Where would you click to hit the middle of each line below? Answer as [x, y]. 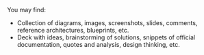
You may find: [27, 10]
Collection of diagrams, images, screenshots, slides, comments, [107, 23]
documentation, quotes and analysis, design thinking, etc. [98, 44]
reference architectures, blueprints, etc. [73, 30]
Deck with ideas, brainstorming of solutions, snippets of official [106, 37]
